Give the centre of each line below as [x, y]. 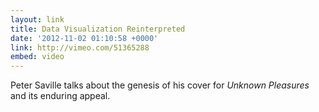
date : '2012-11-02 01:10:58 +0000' [84, 38]
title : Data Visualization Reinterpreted [98, 29]
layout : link [37, 19]
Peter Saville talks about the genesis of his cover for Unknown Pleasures [160, 85]
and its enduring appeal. [60, 96]
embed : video [37, 57]
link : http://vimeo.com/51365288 [80, 47]
